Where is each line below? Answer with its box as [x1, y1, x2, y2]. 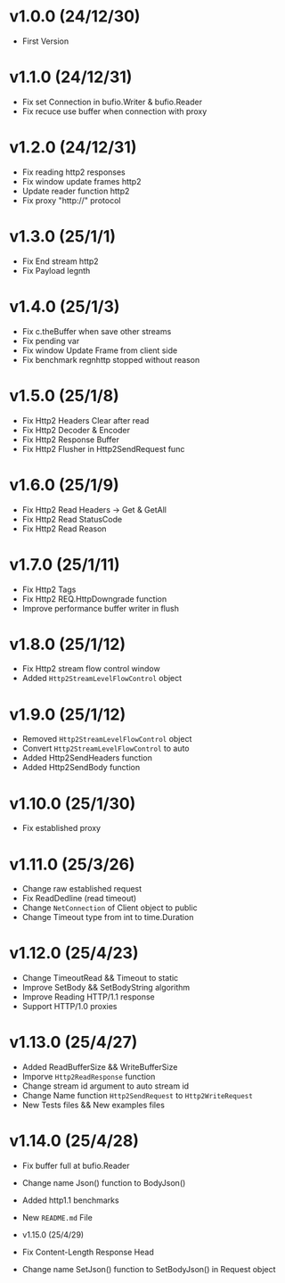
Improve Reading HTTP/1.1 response [21, 991, 155, 1002]
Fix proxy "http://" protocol [21, 194, 121, 206]
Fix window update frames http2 [21, 176, 142, 186]
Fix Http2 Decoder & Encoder [21, 424, 131, 435]
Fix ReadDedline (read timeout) [21, 893, 137, 904]
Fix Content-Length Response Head [21, 1246, 154, 1258]
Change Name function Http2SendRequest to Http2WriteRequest [21, 1090, 254, 1101]
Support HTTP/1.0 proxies [21, 1001, 118, 1012]
